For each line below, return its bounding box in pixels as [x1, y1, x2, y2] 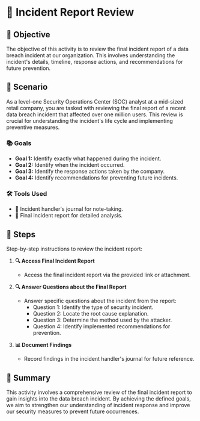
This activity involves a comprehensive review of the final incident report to [6, 388, 192, 396]
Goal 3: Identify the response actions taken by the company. [14, 168, 165, 175]
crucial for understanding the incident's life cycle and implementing [6, 117, 173, 124]
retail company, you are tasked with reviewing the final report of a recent [6, 104, 186, 111]
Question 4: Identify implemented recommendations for [32, 323, 171, 330]
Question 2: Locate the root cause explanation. [32, 310, 149, 317]
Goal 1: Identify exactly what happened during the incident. [14, 155, 162, 162]
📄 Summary [6, 373, 51, 383]
